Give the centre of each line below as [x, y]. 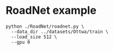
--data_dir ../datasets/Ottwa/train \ [60, 31]
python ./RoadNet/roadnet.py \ [45, 26]
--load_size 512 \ [34, 37]
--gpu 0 [21, 42]
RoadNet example [51, 10]
